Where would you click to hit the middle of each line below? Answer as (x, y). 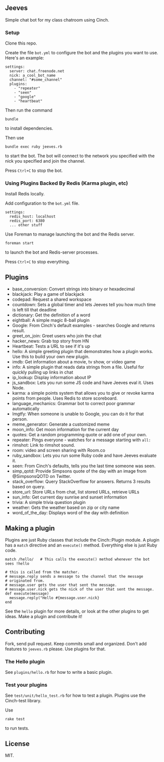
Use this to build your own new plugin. (51, 357)
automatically (26, 409)
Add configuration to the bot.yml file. (42, 203)
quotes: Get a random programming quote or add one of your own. (79, 435)
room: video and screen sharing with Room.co (59, 451)
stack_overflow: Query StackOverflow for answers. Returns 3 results (81, 481)
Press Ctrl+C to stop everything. (37, 262)
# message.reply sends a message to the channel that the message (74, 577)
